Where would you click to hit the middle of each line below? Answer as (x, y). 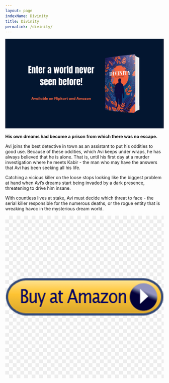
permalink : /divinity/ (29, 27)
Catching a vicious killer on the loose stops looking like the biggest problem (83, 177)
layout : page (19, 11)
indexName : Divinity (27, 16)
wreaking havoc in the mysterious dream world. (55, 208)
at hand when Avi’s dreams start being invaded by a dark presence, (75, 183)
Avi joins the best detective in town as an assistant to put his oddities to (79, 146)
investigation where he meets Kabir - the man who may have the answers (81, 162)
